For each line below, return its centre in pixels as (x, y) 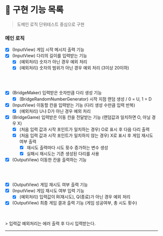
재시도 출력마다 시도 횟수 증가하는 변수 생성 (67, 147)
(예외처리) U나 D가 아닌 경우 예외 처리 (55, 111)
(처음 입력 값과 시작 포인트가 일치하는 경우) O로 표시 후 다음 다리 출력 (84, 129)
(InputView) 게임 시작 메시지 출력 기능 (48, 50)
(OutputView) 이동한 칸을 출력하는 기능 (49, 160)
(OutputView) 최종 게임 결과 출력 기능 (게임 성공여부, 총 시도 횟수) (74, 203)
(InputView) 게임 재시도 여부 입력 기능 (48, 191)
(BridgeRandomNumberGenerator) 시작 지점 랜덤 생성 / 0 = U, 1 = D (85, 99)
